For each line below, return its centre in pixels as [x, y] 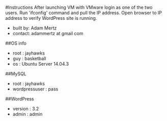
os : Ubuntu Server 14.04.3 [41, 64]
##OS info [16, 43]
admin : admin [27, 114]
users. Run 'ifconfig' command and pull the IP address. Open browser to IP [83, 13]
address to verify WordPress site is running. [51, 18]
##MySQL [16, 74]
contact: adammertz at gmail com [48, 33]
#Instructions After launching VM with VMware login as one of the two [79, 7]
